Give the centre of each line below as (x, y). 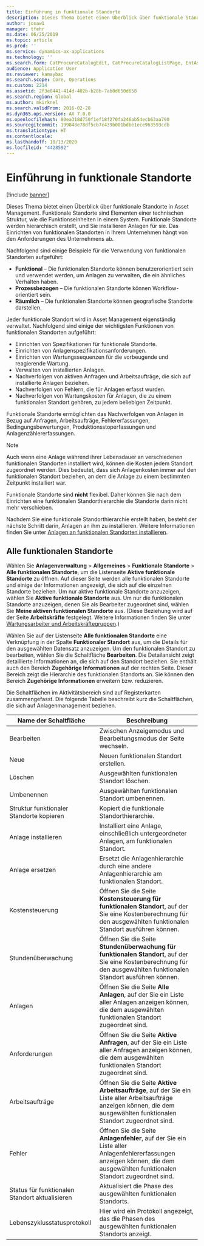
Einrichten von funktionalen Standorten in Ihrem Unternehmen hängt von (97, 232)
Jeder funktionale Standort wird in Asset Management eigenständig (91, 319)
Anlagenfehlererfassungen (138, 1154)
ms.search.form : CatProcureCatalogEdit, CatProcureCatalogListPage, (95, 63)
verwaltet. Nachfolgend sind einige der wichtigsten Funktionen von (90, 325)
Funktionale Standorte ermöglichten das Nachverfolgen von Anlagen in (95, 414)
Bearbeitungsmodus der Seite (142, 738)
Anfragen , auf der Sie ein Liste (143, 1042)
